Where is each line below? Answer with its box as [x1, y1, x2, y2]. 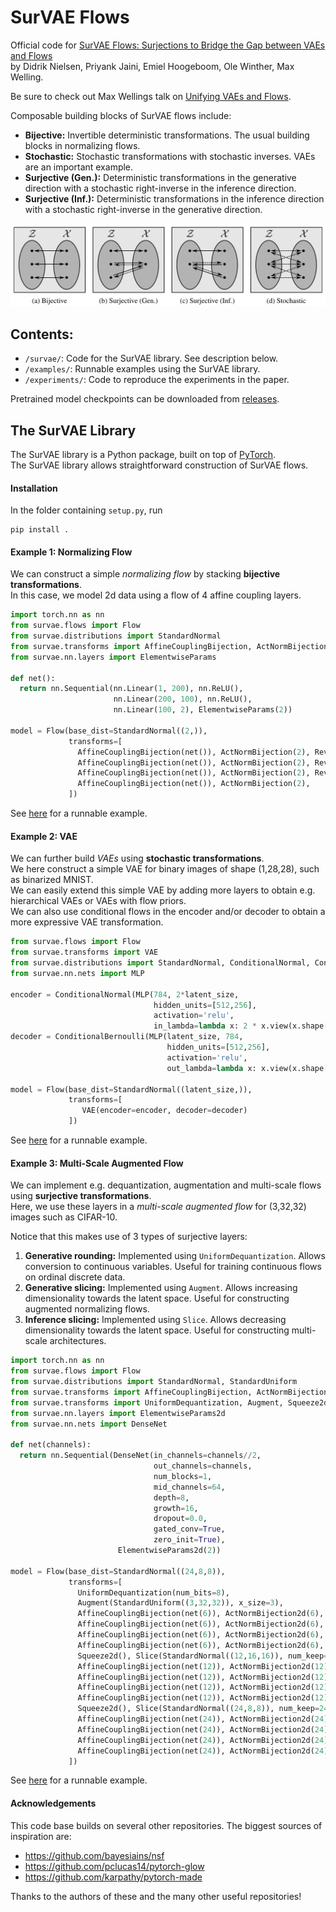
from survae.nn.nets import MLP [10, 968, 145, 978]
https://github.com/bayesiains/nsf [24, 1849, 165, 1861]
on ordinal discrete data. [24, 1271, 126, 1283]
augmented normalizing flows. [24, 1303, 150, 1315]
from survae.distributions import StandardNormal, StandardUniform [10, 1377, 298, 1387]
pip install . [10, 525, 70, 535]
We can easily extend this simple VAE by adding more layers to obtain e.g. [10, 884, 316, 896]
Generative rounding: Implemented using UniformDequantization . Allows [24, 1250, 326, 1262]
